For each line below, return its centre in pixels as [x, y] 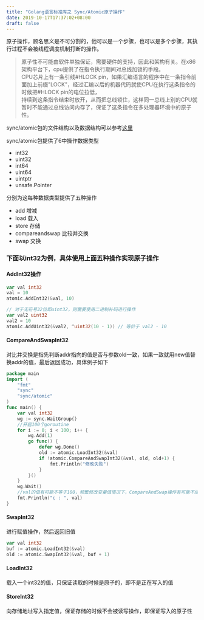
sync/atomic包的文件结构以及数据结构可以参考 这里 [70, 128]
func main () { [24, 408]
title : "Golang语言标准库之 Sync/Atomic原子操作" [66, 12]
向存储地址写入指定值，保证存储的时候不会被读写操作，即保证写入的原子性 [99, 611]
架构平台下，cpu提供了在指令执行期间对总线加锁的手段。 [92, 69]
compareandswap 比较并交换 [52, 233]
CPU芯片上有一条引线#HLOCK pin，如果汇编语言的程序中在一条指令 [106, 77]
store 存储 [28, 226]
